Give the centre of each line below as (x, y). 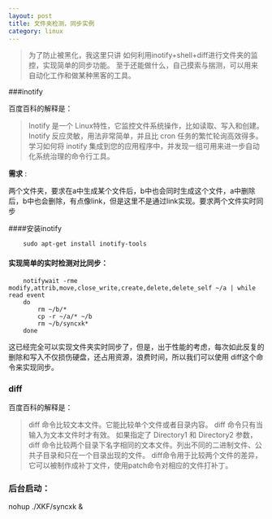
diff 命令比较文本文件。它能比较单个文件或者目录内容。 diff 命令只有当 (146, 425)
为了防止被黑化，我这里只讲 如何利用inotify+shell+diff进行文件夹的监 (143, 55)
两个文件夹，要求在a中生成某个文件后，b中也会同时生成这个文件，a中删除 (132, 191)
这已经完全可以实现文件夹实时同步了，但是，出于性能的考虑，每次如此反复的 (136, 347)
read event (27, 295)
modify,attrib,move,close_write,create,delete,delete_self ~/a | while (132, 288)
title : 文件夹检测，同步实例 (52, 24)
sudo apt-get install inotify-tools (85, 244)
